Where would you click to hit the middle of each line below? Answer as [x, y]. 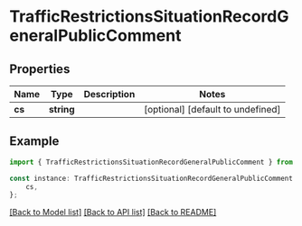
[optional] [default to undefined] [212, 109]
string [61, 109]
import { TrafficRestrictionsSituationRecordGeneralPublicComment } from [151, 162]
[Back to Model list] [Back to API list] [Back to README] [113, 212]
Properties [40, 69]
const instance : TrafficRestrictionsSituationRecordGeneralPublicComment [151, 178]
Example [34, 141]
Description [109, 94]
